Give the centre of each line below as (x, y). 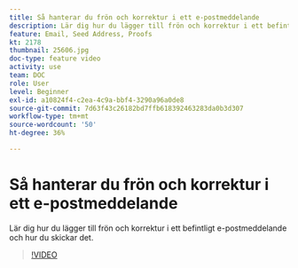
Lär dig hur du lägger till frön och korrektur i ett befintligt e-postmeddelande (148, 228)
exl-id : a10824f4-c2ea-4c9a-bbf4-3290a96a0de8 (97, 100)
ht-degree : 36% (37, 133)
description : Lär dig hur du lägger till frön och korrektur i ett (137, 26)
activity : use (35, 67)
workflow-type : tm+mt (49, 116)
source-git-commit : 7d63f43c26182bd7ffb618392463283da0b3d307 (126, 108)
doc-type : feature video (55, 59)
